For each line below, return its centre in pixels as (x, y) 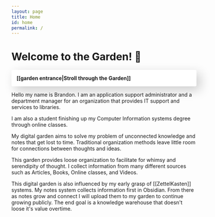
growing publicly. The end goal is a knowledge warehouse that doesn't (97, 202)
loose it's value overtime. (42, 209)
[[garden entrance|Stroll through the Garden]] (74, 78)
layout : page (27, 11)
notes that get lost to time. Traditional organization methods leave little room (103, 143)
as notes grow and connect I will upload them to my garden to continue (98, 196)
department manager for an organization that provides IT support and (95, 101)
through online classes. (40, 125)
